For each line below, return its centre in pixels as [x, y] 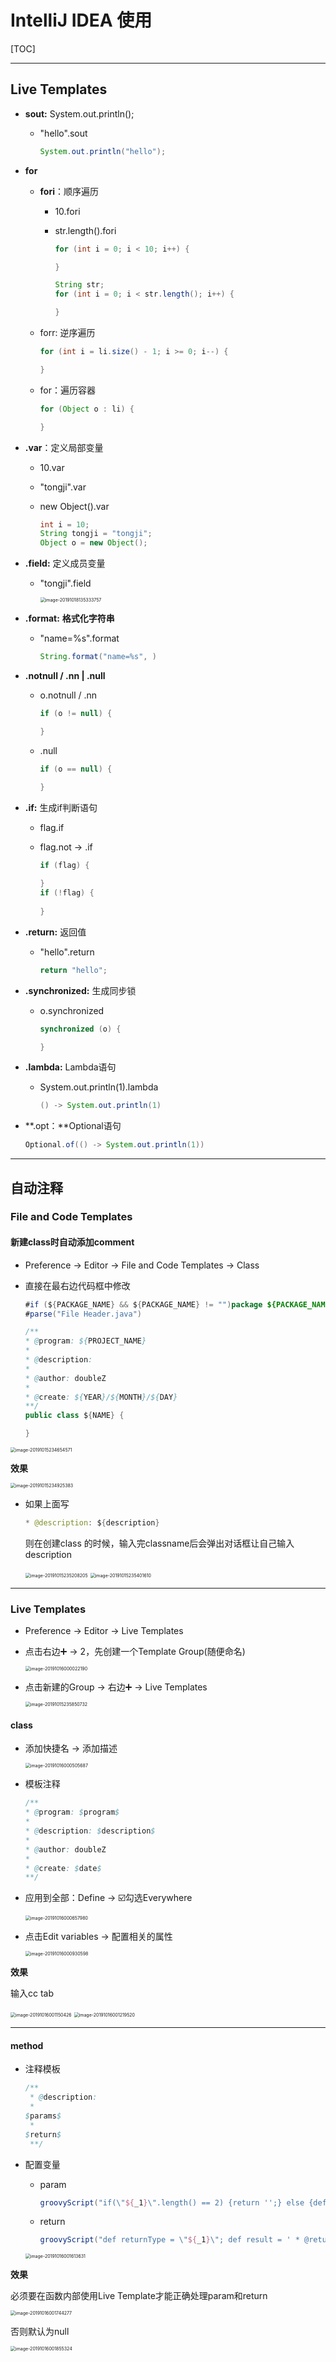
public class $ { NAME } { [74, 1416]
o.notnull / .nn [68, 695]
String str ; [79, 285]
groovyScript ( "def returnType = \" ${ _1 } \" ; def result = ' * [169, 2240]
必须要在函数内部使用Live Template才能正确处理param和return [139, 2296]
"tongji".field [65, 583]
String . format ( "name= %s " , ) [98, 657]
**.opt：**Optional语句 [73, 1126]
